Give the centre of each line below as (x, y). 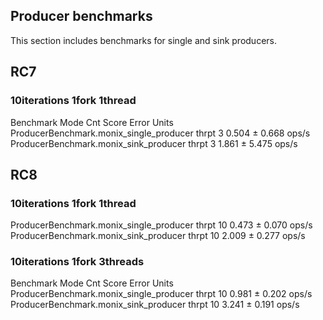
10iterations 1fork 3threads (77, 262)
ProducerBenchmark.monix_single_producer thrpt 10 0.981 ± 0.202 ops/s (161, 294)
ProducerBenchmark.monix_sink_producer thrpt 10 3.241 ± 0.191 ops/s (155, 305)
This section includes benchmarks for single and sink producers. (143, 40)
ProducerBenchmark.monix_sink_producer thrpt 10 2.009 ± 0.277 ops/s (158, 236)
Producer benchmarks (81, 16)
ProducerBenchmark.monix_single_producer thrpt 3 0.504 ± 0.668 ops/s (160, 133)
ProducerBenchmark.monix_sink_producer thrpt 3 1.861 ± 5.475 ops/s (154, 143)
